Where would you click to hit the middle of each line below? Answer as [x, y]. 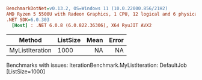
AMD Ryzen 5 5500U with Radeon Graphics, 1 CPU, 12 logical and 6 [91, 14]
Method [30, 40]
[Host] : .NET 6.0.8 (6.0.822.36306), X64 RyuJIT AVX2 [82, 25]
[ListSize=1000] [26, 71]
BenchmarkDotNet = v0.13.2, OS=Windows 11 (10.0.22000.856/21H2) [87, 8]
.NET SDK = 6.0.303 [28, 20]
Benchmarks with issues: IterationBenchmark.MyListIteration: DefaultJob [97, 65]
